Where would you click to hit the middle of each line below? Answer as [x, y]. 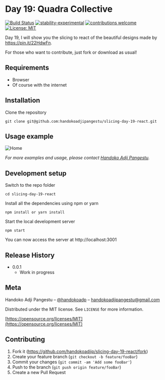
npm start [15, 231]
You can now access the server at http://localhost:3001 [61, 240]
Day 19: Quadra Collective [59, 9]
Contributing [25, 339]
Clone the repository [26, 112]
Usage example [29, 136]
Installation [23, 100]
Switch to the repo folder [30, 185]
